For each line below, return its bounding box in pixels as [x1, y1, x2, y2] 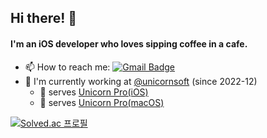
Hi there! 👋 [10, 10, 78, 27]
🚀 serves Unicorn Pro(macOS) [39, 96, 165, 108]
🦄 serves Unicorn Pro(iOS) [39, 86, 149, 98]
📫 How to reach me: [24, 61, 111, 73]
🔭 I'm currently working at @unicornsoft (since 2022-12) [24, 75, 258, 87]
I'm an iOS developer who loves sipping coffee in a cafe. [10, 37, 248, 50]
